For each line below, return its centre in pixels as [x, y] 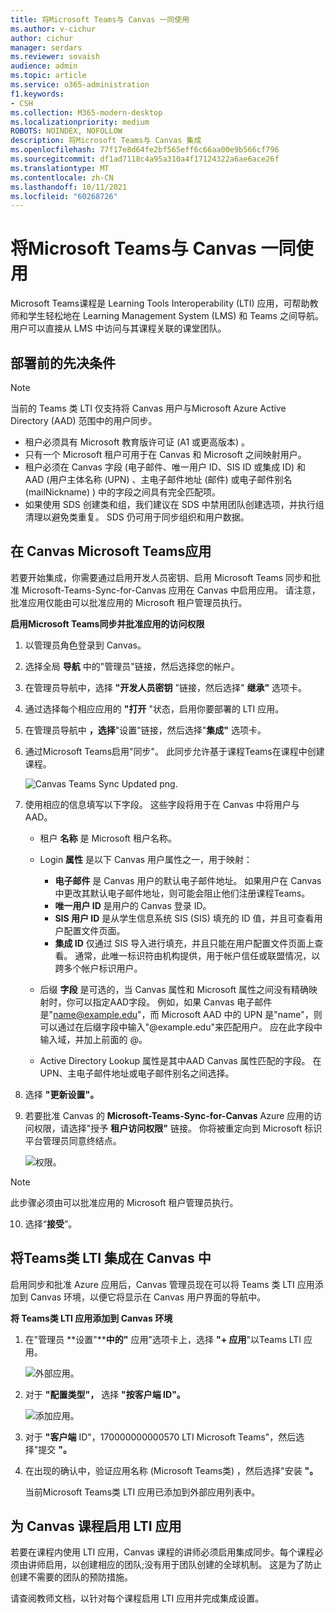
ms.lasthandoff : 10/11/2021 [69, 187]
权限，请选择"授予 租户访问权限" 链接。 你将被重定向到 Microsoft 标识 [178, 1128]
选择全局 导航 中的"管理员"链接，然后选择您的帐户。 [132, 666]
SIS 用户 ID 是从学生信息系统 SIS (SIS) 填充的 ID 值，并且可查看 [184, 918]
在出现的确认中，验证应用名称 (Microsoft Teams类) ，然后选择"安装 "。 [171, 1470]
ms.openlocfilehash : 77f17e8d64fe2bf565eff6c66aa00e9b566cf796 [145, 150]
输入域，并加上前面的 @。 [93, 1039]
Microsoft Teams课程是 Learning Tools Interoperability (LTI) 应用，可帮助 [160, 303]
